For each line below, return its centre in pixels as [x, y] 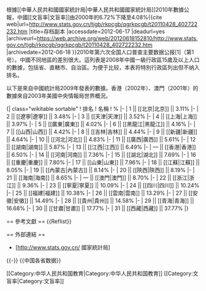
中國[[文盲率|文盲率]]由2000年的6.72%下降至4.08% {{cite [90, 17]
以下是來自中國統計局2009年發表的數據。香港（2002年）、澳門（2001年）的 [102, 88]
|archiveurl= [22, 38]
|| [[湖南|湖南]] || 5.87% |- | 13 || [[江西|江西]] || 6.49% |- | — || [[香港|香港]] [101, 147]
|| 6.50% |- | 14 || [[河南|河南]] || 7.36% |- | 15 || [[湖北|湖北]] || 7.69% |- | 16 [101, 155]
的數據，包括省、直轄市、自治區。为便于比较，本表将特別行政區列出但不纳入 [103, 67]
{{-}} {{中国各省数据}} [34, 260]
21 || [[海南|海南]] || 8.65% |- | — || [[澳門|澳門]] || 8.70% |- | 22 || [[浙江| [98, 178]
